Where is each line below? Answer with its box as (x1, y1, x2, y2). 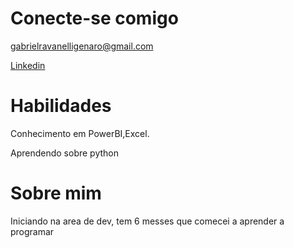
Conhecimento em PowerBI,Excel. (10, 127, 150, 139)
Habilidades (10, 95, 112, 117)
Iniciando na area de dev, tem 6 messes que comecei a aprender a (10, 215, 285, 227)
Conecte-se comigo (10, 7, 179, 30)
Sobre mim (10, 182, 102, 205)
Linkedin (10, 59, 46, 71)
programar (10, 225, 55, 237)
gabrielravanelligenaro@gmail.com (10, 40, 154, 52)
